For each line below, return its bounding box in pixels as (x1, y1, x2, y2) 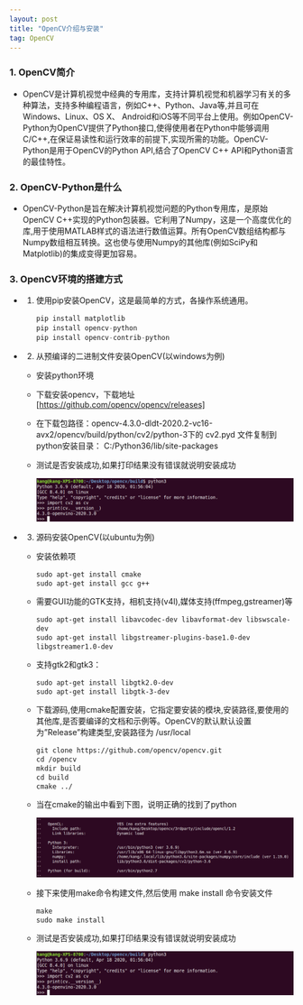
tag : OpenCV (9, 33, 54, 42)
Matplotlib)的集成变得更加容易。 (22, 248, 142, 259)
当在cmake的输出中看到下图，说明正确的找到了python (35, 799, 237, 810)
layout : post (9, 14, 59, 23)
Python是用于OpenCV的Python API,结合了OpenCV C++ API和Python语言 (22, 144, 294, 155)
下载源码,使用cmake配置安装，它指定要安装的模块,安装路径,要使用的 (35, 705, 289, 715)
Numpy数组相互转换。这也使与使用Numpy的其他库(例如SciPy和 (22, 236, 259, 247)
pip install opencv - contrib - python (35, 334, 170, 343)
